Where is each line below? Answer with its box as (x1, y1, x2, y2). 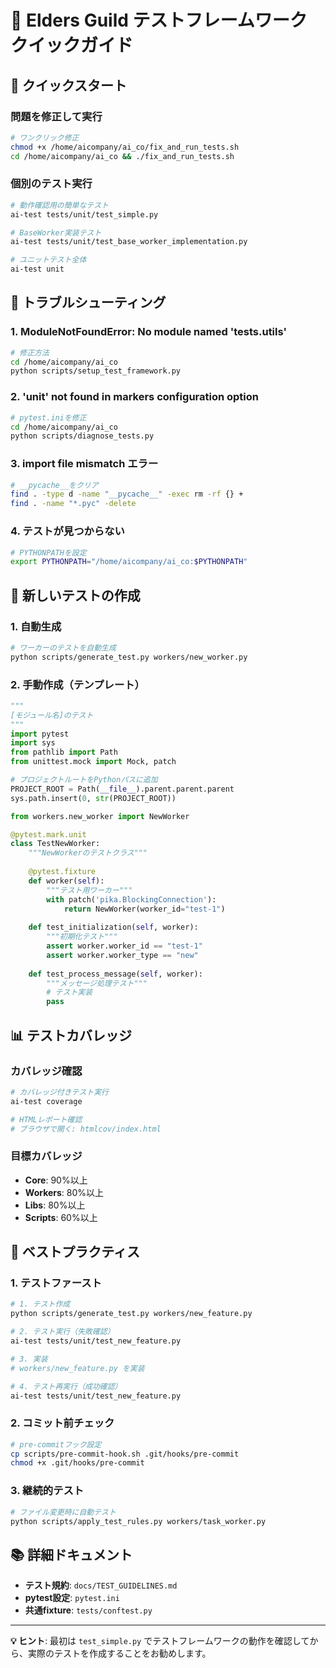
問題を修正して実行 (10, 109, 103, 123)
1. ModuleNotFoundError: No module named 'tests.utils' (10, 325, 288, 339)
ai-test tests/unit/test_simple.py (10, 209, 159, 220)
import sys (10, 738, 56, 748)
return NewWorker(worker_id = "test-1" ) (63, 904, 226, 914)
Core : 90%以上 (24, 1174, 88, 1186)
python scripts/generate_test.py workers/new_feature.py (10, 1309, 253, 1319)
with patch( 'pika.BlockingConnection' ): (46, 894, 217, 905)
